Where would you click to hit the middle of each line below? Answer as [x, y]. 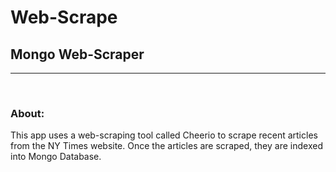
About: [27, 113]
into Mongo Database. [56, 157]
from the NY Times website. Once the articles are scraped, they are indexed [166, 146]
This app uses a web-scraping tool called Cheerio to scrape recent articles [164, 135]
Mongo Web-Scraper [77, 54]
